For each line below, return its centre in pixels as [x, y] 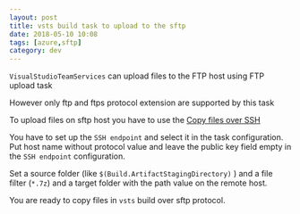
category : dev [36, 51]
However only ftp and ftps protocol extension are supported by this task [142, 103]
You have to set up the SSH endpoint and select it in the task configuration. [146, 137]
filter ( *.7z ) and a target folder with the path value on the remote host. [138, 183]
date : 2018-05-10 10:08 [54, 34]
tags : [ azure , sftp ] [46, 42]
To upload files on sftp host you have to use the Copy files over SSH [135, 120]
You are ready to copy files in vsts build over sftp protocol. [117, 201]
